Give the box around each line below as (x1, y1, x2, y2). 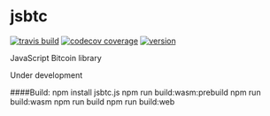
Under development (10, 69, 83, 81)
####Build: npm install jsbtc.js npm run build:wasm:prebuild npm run (10, 87, 261, 97)
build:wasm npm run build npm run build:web (10, 96, 175, 107)
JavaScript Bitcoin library (10, 52, 103, 63)
